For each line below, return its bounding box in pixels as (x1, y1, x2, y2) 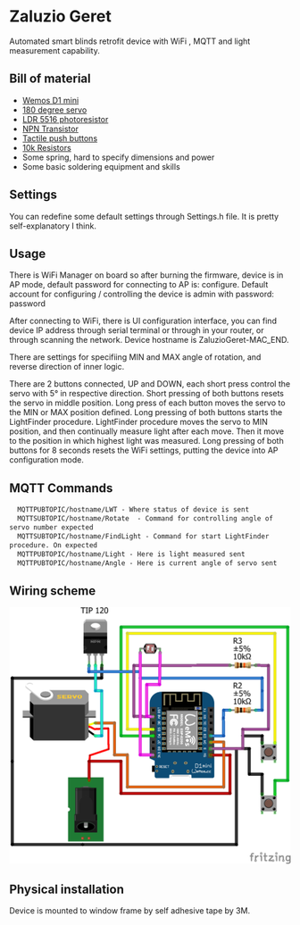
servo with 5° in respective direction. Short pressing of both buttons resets (9, 388, 284, 399)
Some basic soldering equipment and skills (21, 161, 180, 171)
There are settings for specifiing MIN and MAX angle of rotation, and (9, 352, 262, 362)
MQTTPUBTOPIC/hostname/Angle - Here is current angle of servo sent (17, 559, 278, 568)
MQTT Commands (9, 480, 113, 496)
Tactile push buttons (21, 132, 98, 144)
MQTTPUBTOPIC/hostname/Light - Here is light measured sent (17, 550, 246, 559)
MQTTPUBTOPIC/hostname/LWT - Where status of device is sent (17, 505, 250, 514)
